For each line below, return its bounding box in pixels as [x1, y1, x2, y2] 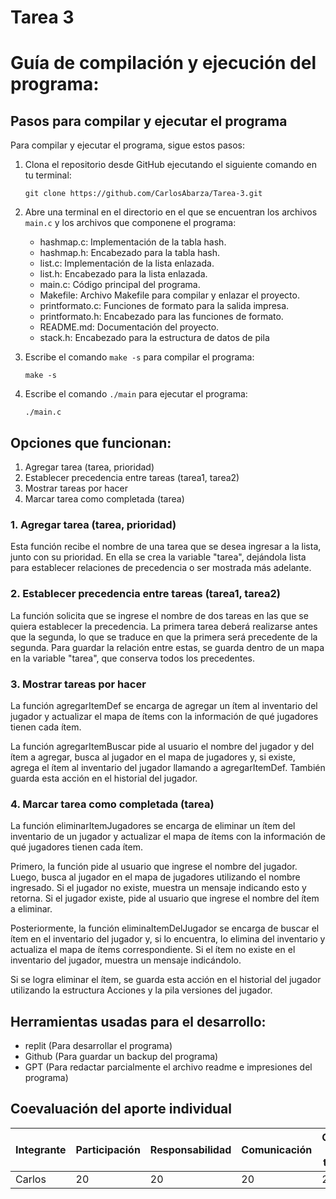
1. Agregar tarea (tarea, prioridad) [10, 517, 177, 531]
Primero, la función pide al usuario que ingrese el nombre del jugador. [10, 861, 298, 873]
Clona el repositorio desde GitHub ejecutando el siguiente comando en [24, 159, 317, 171]
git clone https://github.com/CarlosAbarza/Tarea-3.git [24, 189, 263, 199]
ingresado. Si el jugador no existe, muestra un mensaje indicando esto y [10, 882, 307, 894]
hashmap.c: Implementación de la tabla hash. [39, 236, 227, 248]
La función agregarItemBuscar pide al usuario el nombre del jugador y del [10, 740, 315, 752]
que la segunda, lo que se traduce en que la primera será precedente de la [10, 631, 318, 643]
